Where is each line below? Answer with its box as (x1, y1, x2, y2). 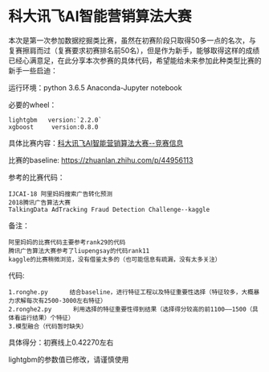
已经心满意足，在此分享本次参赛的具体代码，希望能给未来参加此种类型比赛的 (8, 56, 262, 65)
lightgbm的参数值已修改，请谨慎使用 (8, 354, 129, 364)
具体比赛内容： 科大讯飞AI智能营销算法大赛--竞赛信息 (8, 138, 184, 147)
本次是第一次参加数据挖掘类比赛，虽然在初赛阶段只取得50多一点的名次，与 (8, 35, 257, 45)
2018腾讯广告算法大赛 (8, 198, 71, 206)
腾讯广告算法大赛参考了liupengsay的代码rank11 (8, 246, 150, 254)
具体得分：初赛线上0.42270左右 (8, 337, 114, 347)
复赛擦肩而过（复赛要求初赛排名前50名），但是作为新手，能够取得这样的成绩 (8, 45, 260, 55)
